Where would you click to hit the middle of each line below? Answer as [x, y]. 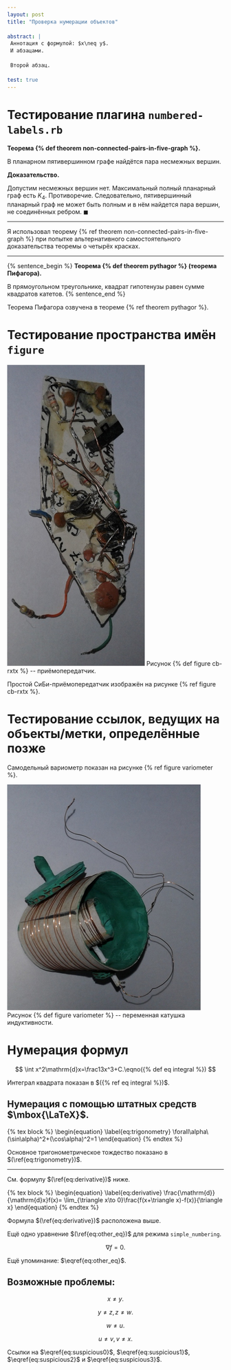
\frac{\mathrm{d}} [189, 1193]
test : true [23, 80]
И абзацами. [27, 51]
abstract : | [24, 36]
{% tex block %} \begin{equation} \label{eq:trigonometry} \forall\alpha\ [108, 1131]
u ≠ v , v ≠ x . [115, 1338]
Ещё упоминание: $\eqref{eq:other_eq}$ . [67, 1260]
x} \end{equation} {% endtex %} [53, 1207]
